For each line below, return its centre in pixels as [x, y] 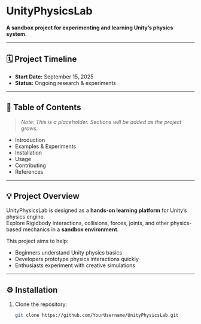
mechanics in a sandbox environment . [71, 229]
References [29, 171]
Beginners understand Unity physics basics [68, 253]
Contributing [30, 165]
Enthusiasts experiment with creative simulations [75, 265]
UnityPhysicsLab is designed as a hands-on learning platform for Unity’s [97, 210]
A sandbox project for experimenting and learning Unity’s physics [90, 28]
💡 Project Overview [43, 196]
